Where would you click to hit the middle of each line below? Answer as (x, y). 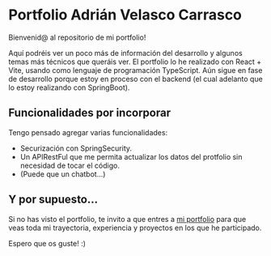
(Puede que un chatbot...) (63, 174)
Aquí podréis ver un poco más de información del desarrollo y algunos (125, 53)
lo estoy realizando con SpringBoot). (69, 87)
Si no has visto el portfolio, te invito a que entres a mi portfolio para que (127, 219)
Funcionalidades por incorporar (90, 113)
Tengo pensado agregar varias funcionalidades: (88, 132)
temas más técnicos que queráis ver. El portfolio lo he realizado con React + (135, 62)
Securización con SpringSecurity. (76, 148)
